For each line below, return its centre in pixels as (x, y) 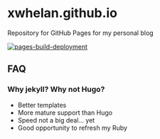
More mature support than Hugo (65, 113)
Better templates (42, 105)
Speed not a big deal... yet (56, 120)
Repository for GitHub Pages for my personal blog (81, 33)
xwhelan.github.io (63, 13)
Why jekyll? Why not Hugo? (56, 89)
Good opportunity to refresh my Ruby (73, 128)
